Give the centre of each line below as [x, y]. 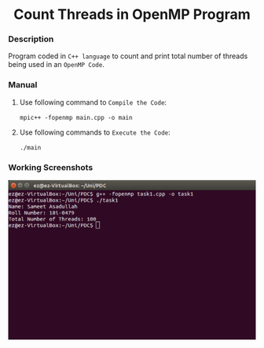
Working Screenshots [51, 167]
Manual [23, 85]
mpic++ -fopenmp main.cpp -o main [76, 117]
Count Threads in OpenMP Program [132, 15]
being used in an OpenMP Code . [56, 65]
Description [31, 39]
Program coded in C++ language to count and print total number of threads [128, 56]
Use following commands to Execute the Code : [95, 132]
